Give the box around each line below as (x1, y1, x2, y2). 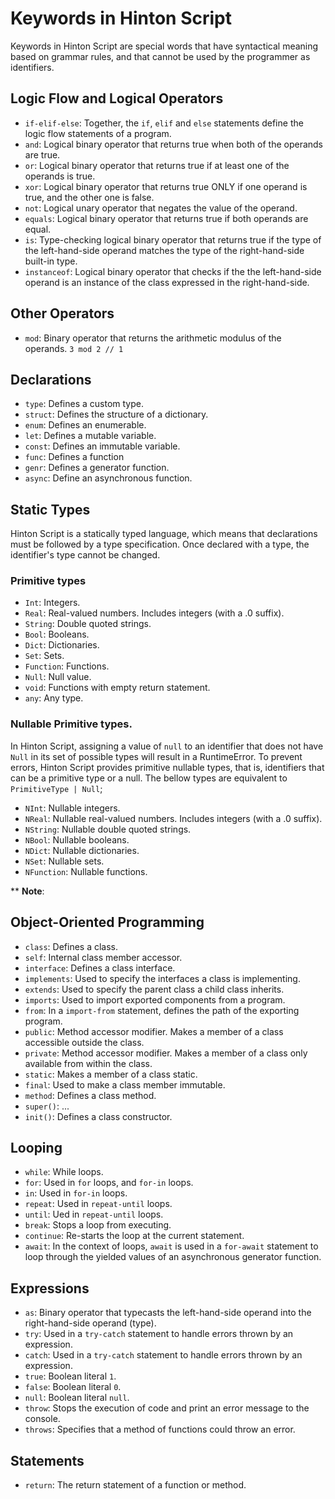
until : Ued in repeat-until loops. (24, 1208, 164, 1221)
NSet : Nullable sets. (24, 855, 105, 867)
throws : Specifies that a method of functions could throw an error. (24, 1423, 296, 1436)
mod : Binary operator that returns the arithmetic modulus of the (24, 332, 282, 344)
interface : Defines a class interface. (24, 962, 176, 974)
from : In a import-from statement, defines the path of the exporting (24, 1004, 300, 1016)
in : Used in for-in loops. (24, 1187, 128, 1199)
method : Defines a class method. (24, 1089, 157, 1101)
